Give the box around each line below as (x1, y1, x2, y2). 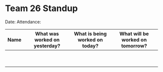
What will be (119, 30, 149, 37)
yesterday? (33, 42, 61, 49)
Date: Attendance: (5, 19, 41, 25)
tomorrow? (121, 42, 147, 49)
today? (82, 42, 98, 49)
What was (35, 30, 59, 37)
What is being (74, 30, 107, 37)
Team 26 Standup (5, 3, 78, 14)
